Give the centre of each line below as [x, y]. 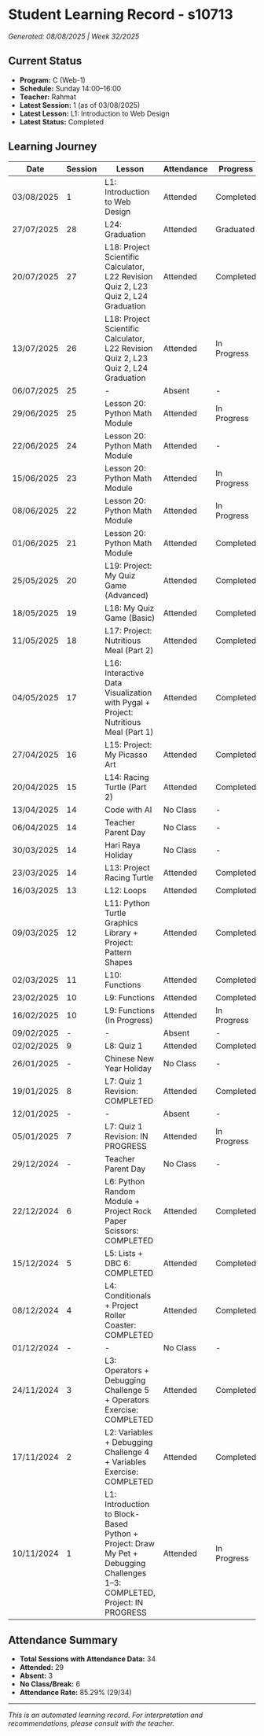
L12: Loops [126, 890]
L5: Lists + [124, 1253]
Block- [126, 1514]
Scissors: [122, 1231]
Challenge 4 [127, 1452]
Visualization [128, 693]
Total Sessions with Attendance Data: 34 [87, 1659]
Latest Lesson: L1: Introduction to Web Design [95, 113]
